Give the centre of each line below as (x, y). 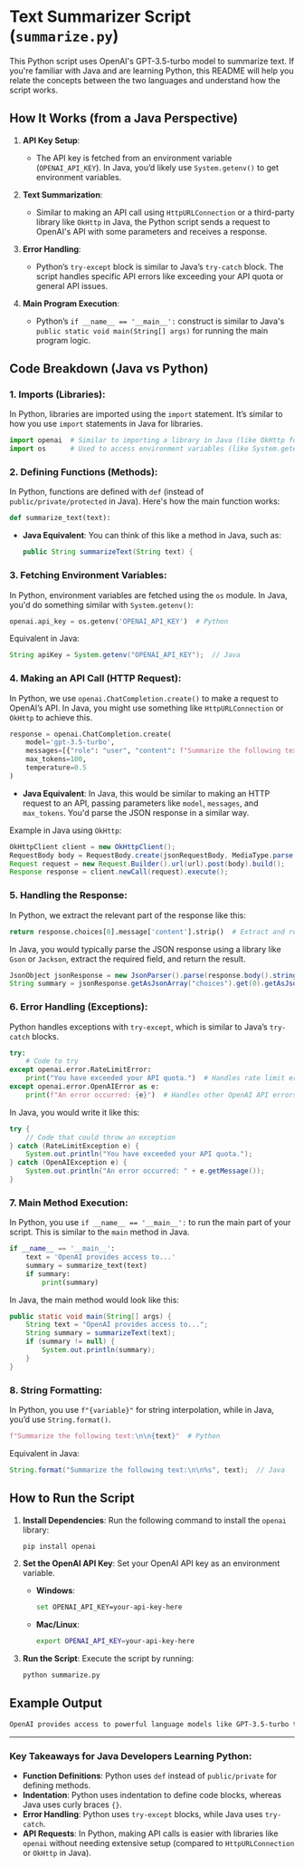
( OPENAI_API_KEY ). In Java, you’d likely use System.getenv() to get (157, 167)
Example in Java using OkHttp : (66, 830)
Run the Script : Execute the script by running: (108, 1659)
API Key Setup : (51, 140)
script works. (34, 90)
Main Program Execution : (71, 303)
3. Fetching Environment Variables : (88, 576)
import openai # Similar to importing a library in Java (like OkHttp (147, 440)
